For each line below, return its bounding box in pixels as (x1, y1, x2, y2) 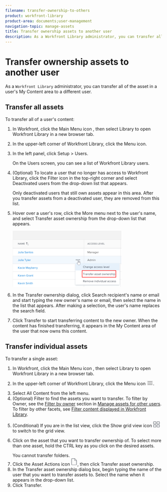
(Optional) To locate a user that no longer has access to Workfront (12, 170, 148, 176)
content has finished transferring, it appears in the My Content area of (12, 322, 156, 328)
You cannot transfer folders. (12, 452, 70, 458)
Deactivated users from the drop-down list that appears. (12, 180, 128, 186)
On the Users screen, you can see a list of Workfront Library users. (12, 160, 150, 166)
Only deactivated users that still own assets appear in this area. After (12, 190, 154, 196)
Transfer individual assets (5, 342, 88, 351)
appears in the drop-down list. (12, 477, 75, 483)
